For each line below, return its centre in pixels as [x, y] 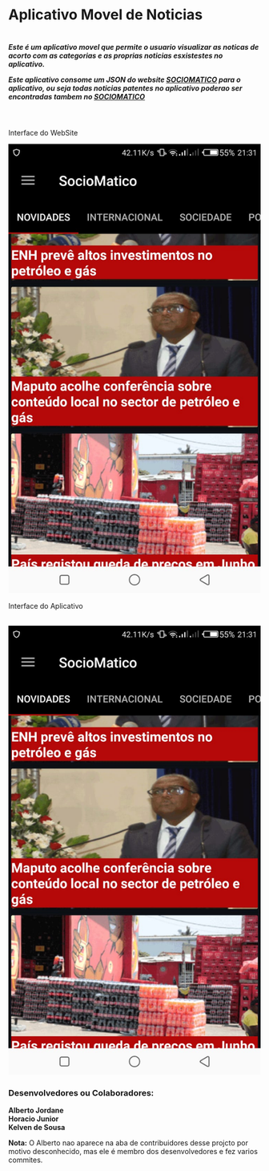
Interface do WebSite [43, 132]
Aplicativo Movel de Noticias [105, 15]
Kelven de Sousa [37, 1128]
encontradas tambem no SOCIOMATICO [77, 97]
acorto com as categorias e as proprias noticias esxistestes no [116, 56]
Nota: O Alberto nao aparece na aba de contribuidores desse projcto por [128, 1143]
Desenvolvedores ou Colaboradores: [81, 1092]
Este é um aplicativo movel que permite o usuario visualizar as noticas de [134, 47]
